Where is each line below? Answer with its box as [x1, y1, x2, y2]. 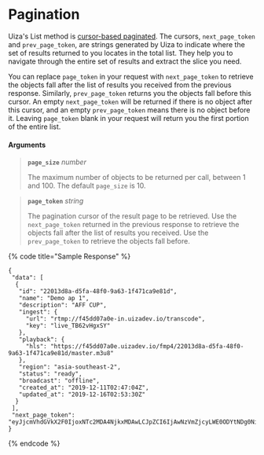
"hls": [25, 343, 47, 350]
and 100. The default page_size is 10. [27, 181, 147, 190]
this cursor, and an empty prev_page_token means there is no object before [8, 105, 251, 115]
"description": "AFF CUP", [18, 301, 108, 310]
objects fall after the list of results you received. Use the [27, 228, 209, 237]
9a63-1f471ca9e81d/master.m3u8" [8, 350, 114, 358]
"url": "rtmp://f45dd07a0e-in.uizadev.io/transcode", [25, 315, 206, 323]
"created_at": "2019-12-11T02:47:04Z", [18, 383, 149, 392]
